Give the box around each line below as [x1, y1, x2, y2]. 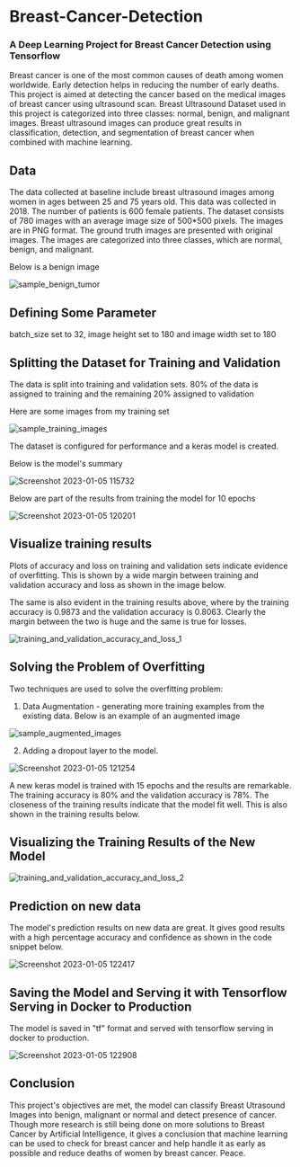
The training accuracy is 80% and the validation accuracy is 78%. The [9, 789, 269, 800]
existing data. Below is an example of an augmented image [22, 710, 241, 721]
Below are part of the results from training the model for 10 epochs [9, 493, 256, 503]
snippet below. [9, 941, 64, 952]
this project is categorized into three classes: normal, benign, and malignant [9, 108, 290, 119]
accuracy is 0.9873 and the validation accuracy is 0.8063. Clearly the [9, 606, 267, 617]
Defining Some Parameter [9, 305, 157, 320]
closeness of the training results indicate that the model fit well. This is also [9, 798, 287, 810]
